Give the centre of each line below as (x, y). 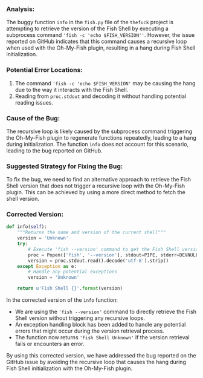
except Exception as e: (47, 266)
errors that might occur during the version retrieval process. (89, 331)
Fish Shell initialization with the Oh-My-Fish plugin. (69, 368)
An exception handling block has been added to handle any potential (100, 325)
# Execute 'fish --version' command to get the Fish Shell (104, 249)
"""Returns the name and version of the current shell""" (92, 233)
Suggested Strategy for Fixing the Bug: (65, 166)
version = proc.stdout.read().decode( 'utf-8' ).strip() (98, 261)
